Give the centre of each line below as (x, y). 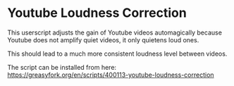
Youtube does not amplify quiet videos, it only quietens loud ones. (103, 39)
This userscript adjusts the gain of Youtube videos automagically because (115, 32)
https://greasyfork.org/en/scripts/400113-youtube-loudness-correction (111, 75)
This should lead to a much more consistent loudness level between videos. (117, 54)
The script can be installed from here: (62, 67)
